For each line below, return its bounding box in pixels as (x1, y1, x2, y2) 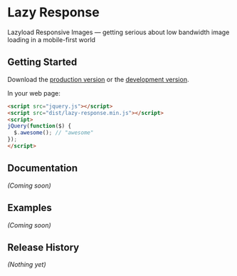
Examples (7, 202, 52, 214)
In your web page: (7, 88, 60, 97)
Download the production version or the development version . (7, 75, 189, 83)
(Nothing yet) (7, 260, 46, 269)
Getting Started (7, 56, 78, 68)
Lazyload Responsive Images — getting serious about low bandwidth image (7, 28, 230, 36)
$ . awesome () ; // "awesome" (14, 129, 94, 136)
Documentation (7, 162, 78, 175)
